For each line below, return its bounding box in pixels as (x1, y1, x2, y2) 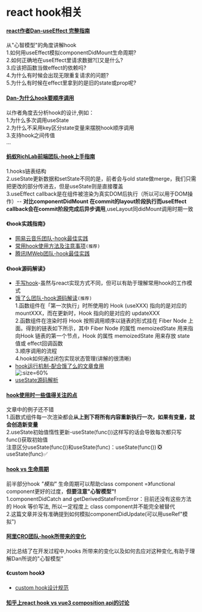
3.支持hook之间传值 (6, 131, 55, 139)
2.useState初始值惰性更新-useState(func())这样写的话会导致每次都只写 (6, 428, 182, 436)
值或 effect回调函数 (14, 340, 63, 347)
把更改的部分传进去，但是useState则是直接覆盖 (6, 182, 124, 190)
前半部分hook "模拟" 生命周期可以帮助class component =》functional (6, 480, 175, 487)
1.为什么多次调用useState (6, 116, 69, 124)
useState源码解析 (14, 376, 58, 384)
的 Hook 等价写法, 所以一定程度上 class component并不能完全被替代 (6, 503, 175, 510)
